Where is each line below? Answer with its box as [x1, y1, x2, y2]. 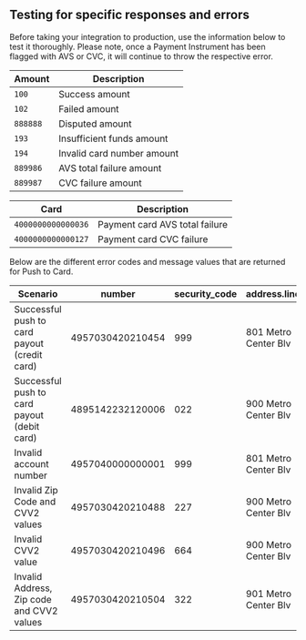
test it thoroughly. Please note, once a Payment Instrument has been [9, 41, 266, 52]
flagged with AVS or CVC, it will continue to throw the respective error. [9, 50, 273, 62]
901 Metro [245, 587, 292, 600]
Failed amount [58, 102, 120, 115]
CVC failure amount [58, 177, 143, 189]
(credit [14, 348, 43, 361]
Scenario [17, 287, 58, 300]
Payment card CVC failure [97, 232, 209, 245]
